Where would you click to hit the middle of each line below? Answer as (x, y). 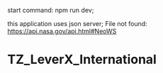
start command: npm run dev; (51, 10)
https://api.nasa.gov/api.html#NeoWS (62, 31)
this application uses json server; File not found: (77, 24)
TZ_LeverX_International (82, 60)
